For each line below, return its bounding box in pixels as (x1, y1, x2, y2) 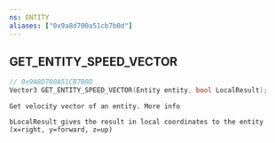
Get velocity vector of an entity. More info (9, 102, 180, 111)
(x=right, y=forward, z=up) (9, 125, 114, 134)
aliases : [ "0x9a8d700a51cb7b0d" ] (9, 21, 133, 30)
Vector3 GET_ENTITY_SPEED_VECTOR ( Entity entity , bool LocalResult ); (9, 86, 268, 95)
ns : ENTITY (9, 12, 50, 22)
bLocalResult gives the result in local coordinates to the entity (9, 117, 264, 127)
